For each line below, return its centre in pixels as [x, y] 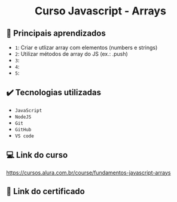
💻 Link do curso [37, 155]
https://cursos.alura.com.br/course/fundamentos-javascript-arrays [89, 173]
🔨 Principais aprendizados [56, 33]
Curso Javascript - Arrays [100, 11]
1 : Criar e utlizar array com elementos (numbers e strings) [86, 47]
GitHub [23, 129]
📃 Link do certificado [45, 192]
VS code [24, 136]
